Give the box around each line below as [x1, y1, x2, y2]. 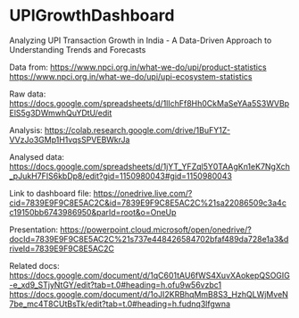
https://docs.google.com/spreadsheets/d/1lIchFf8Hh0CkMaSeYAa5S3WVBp [9, 97, 290, 108]
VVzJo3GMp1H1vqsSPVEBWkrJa [9, 134, 130, 145]
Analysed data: [9, 151, 65, 162]
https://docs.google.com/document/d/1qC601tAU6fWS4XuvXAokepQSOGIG [9, 270, 290, 280]
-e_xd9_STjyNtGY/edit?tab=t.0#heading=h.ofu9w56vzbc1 [9, 279, 221, 290]
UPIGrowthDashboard [9, 5, 175, 26]
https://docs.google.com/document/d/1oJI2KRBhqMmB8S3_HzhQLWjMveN [9, 289, 288, 299]
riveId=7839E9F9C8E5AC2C [9, 243, 114, 254]
